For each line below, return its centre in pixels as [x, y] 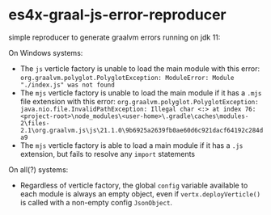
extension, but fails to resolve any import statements [108, 154]
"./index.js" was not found [67, 85]
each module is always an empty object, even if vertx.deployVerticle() [140, 194]
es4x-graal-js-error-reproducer [117, 15]
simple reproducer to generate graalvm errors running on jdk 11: [114, 37]
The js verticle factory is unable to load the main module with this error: [140, 68]
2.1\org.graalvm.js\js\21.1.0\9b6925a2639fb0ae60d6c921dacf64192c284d [142, 130]
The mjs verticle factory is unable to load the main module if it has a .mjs [141, 93]
